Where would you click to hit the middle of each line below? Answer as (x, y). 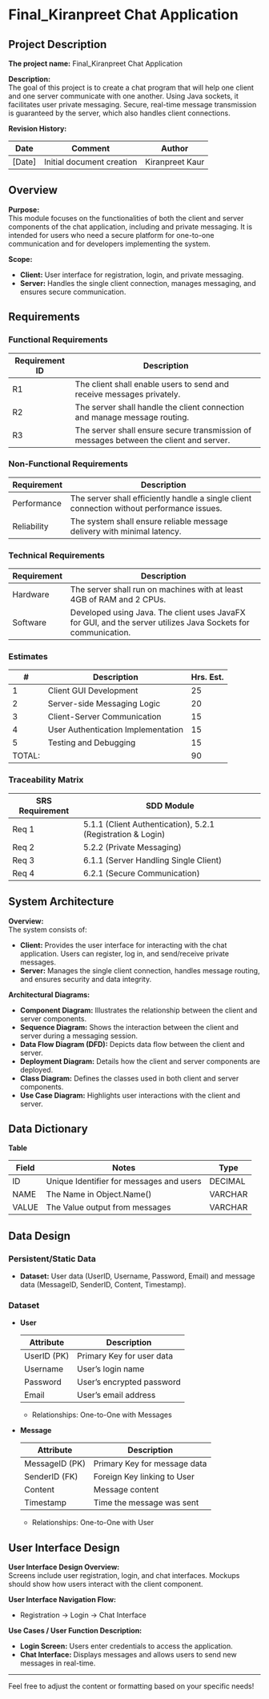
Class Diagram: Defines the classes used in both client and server (129, 1078)
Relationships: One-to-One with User (93, 1523)
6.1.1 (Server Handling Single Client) (153, 860)
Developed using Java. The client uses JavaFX (158, 613)
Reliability (31, 526)
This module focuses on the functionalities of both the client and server (126, 218)
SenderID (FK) (51, 1477)
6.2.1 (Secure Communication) (141, 873)
